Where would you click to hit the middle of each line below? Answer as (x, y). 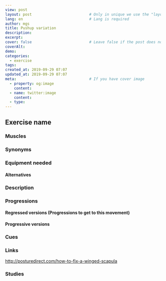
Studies (15, 274)
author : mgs (17, 24)
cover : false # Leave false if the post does (80, 42)
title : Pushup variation (31, 28)
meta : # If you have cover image (75, 79)
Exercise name (28, 122)
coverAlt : (15, 47)
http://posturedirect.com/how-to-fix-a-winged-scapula (61, 261)
